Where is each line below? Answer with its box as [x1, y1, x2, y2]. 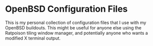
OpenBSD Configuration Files [5, 3, 128, 15]
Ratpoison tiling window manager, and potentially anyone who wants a [5, 30, 148, 36]
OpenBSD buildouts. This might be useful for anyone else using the [5, 24, 142, 30]
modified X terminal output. [5, 35, 61, 41]
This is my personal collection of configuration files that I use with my [5, 20, 147, 25]
